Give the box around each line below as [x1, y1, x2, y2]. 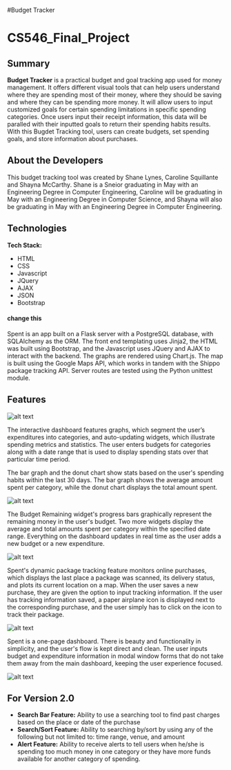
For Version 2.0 [7, 693, 74, 704]
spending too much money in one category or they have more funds [17, 747, 212, 756]
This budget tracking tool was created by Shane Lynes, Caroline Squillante [7, 173, 219, 181]
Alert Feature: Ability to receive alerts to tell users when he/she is [17, 740, 205, 749]
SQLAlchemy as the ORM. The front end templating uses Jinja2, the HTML [7, 337, 219, 345]
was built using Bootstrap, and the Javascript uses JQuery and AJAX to [7, 344, 210, 352]
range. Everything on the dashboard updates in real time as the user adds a [7, 532, 222, 540]
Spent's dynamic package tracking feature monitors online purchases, [7, 566, 207, 574]
